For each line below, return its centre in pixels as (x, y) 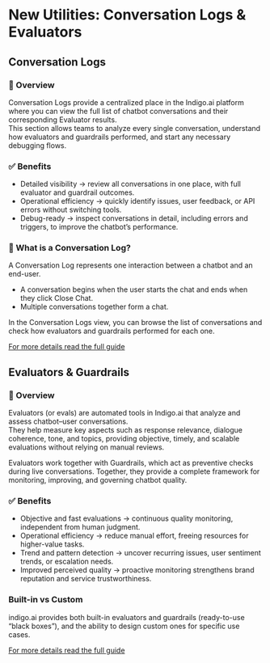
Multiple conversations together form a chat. (94, 307)
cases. (19, 634)
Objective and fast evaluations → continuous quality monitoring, (127, 518)
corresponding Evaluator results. (63, 120)
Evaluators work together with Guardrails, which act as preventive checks (131, 463)
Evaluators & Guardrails (69, 372)
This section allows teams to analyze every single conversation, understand (135, 128)
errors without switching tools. (71, 210)
